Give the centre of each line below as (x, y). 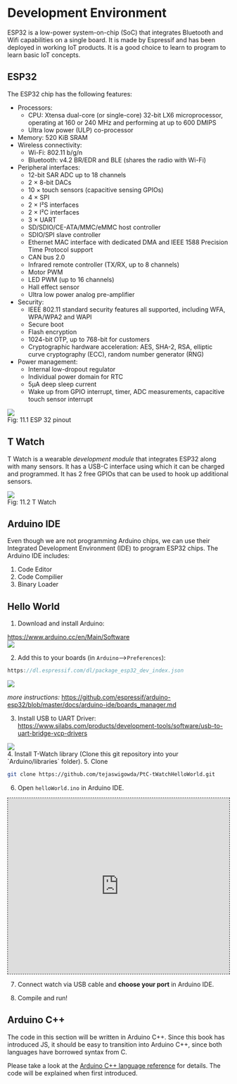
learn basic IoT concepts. (44, 55)
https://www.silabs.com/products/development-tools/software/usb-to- (120, 726)
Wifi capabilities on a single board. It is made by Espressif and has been (111, 39)
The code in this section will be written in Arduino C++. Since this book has (116, 1037)
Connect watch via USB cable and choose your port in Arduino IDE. (116, 984)
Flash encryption (52, 331)
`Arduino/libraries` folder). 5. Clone (58, 762)
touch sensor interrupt (60, 399)
